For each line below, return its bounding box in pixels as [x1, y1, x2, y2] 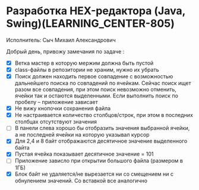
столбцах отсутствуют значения [14, 118, 97, 125]
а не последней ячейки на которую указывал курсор [14, 131, 150, 138]
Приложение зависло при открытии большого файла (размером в [14, 157, 183, 164]
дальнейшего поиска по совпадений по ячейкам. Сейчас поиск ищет [14, 80, 191, 87]
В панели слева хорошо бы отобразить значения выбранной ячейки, [14, 125, 190, 132]
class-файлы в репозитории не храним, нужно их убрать [14, 66, 159, 73]
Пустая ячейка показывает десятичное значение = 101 [14, 150, 154, 158]
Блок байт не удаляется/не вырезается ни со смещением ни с [14, 170, 174, 178]
